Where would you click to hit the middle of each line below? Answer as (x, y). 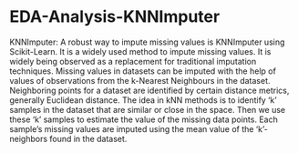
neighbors (29, 138)
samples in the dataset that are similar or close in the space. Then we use (148, 109)
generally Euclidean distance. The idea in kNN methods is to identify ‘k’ (143, 100)
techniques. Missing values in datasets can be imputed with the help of (143, 71)
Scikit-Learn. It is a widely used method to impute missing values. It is (140, 51)
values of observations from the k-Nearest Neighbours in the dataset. (140, 80)
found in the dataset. (88, 138)
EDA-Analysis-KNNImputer (115, 17)
